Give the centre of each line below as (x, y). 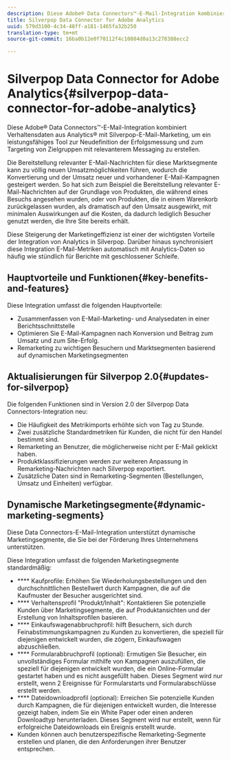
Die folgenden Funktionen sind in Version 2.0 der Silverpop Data (98, 404)
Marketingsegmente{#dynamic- (135, 505)
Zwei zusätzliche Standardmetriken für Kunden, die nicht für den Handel (119, 432)
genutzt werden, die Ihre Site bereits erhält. (68, 221)
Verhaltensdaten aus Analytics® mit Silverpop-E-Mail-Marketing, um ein (109, 135)
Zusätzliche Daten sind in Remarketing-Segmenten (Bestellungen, (110, 476)
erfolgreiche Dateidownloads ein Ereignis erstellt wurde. (97, 727)
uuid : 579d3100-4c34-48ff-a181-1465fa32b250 (72, 26)
